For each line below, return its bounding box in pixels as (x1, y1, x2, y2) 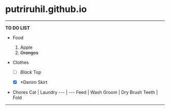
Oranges (20, 49, 38, 56)
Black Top (20, 69, 41, 75)
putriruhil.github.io (5, 4, 87, 15)
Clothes (12, 59, 29, 65)
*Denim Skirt (20, 79, 48, 85)
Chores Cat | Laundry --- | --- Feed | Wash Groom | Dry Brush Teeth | (12, 89, 158, 95)
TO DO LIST (5, 25, 30, 31)
